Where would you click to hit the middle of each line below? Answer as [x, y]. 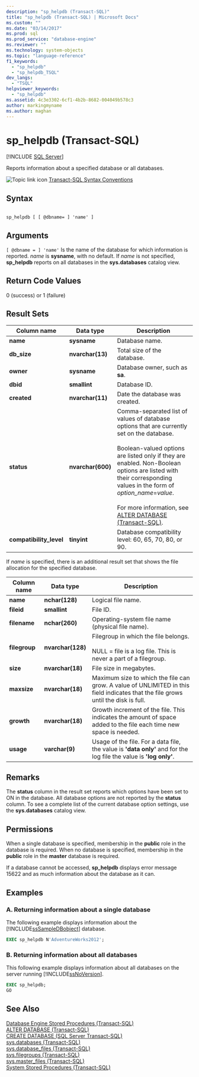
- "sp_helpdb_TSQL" [36, 72]
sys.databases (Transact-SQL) [44, 1042]
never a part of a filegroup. [129, 658]
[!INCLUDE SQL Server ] [35, 157]
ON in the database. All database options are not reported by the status [94, 798]
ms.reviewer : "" [26, 45]
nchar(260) [61, 622]
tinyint [78, 539]
